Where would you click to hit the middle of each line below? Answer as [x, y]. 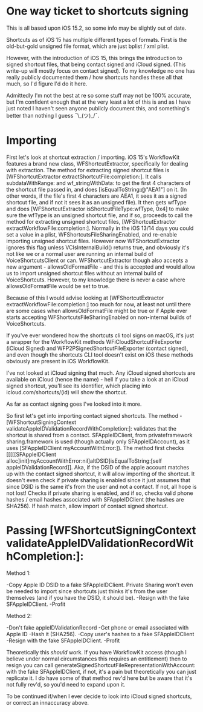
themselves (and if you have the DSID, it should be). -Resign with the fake [98, 597]
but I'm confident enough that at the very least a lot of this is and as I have [99, 102]
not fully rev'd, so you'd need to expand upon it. [66, 684]
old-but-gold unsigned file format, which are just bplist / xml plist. [88, 46]
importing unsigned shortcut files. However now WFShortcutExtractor [93, 241]
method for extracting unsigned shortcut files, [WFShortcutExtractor [91, 221]
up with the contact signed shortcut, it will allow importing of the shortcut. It [101, 474]
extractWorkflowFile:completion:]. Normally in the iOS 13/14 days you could [100, 228]
